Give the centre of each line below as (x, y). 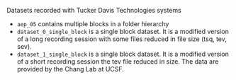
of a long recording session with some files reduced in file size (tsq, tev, (122, 39)
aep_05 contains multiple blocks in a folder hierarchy (93, 24)
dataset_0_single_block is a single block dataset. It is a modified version (123, 32)
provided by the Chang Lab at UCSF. (71, 69)
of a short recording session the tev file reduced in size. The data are (118, 62)
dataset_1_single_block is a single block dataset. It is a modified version (123, 54)
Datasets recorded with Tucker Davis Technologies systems (94, 10)
